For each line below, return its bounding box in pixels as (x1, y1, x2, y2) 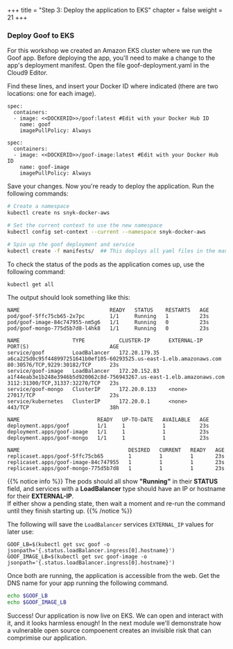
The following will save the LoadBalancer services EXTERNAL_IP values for (7, 520, 214, 529)
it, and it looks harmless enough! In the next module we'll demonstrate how (7, 619, 222, 627)
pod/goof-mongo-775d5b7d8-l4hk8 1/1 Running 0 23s (7, 325, 209, 332)
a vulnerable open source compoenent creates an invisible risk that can (7, 626, 212, 635)
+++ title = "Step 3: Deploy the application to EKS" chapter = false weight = (7, 6, 223, 14)
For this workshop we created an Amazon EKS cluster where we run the (7, 47, 213, 55)
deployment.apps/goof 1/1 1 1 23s (7, 422, 209, 430)
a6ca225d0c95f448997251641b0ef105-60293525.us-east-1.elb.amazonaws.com (7, 355, 222, 362)
